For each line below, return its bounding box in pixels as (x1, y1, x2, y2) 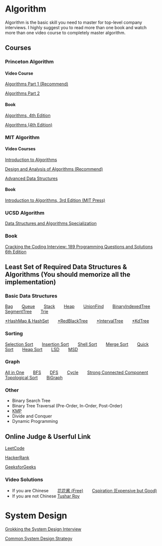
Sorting (5, 330, 23, 337)
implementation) (5, 278, 57, 286)
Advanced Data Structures (5, 176, 58, 181)
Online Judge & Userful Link (5, 433, 91, 441)
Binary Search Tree (12, 398, 51, 403)
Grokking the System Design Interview (5, 526, 82, 532)
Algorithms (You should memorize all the (5, 270, 131, 278)
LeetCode (5, 445, 25, 451)
